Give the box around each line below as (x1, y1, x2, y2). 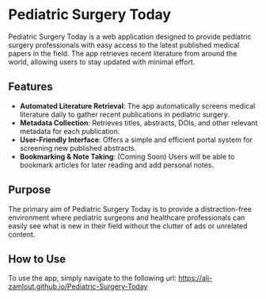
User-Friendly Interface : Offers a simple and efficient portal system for (19, 135, 253, 144)
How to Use (8, 252, 66, 266)
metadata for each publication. (19, 126, 120, 136)
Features (8, 80, 53, 94)
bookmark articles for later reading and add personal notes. (19, 160, 215, 170)
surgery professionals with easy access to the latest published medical (8, 40, 240, 49)
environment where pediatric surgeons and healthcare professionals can (8, 213, 245, 222)
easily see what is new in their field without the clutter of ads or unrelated (8, 220, 248, 231)
